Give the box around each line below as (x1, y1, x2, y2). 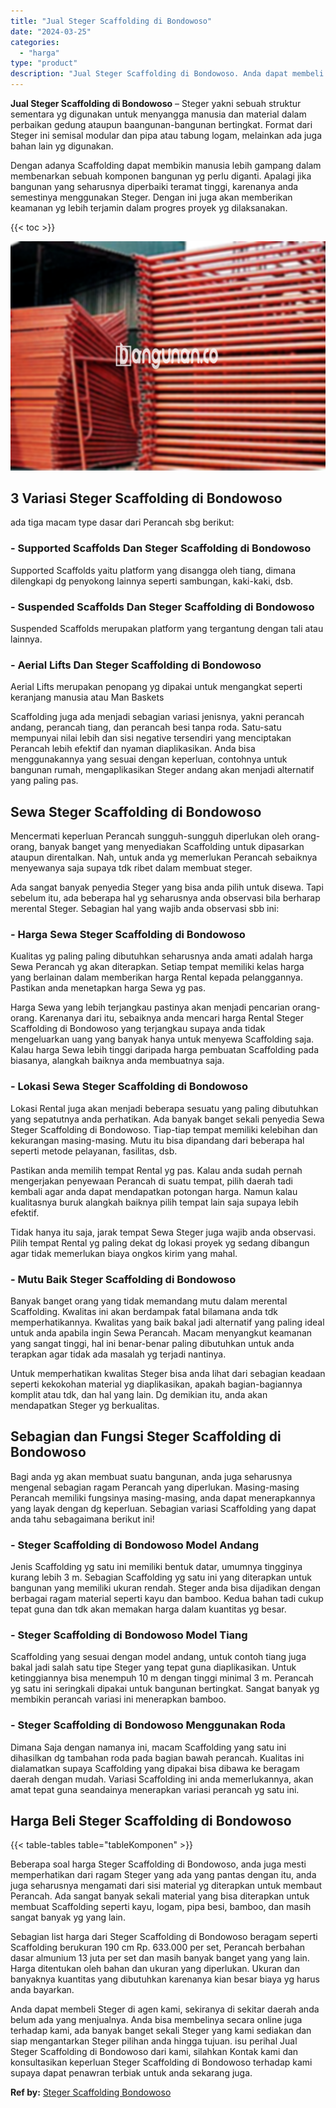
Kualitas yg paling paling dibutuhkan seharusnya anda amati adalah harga (10, 950, 313, 962)
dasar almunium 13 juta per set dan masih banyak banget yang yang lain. (10, 1952, 310, 1964)
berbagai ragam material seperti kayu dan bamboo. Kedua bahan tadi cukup (10, 1593, 324, 1605)
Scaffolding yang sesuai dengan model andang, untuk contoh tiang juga (10, 1651, 307, 1663)
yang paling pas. (10, 775, 79, 787)
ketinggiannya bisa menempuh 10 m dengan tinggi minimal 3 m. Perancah (10, 1672, 314, 1684)
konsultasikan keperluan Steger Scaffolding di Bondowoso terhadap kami (10, 2056, 313, 2069)
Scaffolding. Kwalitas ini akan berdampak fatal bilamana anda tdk (10, 1305, 278, 1317)
